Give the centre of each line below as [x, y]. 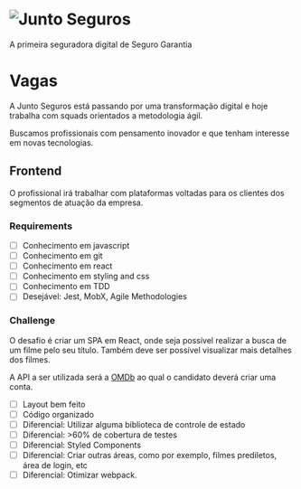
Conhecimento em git [62, 256]
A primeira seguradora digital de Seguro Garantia [101, 44]
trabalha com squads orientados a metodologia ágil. [106, 115]
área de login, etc [55, 465]
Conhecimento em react [67, 266]
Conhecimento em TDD [66, 287]
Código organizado [58, 414]
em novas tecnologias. [52, 142]
